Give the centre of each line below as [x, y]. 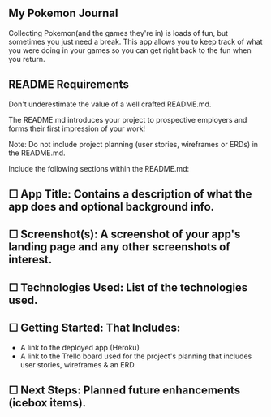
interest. [30, 260]
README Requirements [69, 85]
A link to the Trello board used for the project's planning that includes [136, 356]
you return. [27, 59]
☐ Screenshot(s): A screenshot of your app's [125, 235]
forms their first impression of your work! [77, 128]
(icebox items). [47, 403]
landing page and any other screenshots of [119, 247]
